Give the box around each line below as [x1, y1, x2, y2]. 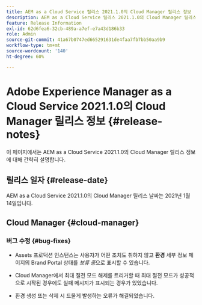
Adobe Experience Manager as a [6, 85, 172, 98]
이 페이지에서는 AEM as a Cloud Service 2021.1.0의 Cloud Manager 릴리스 [6, 148, 185, 155]
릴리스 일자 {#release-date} [6, 175, 108, 185]
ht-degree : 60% [6, 54, 44, 60]
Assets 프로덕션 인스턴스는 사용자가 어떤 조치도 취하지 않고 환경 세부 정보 [14, 251, 188, 259]
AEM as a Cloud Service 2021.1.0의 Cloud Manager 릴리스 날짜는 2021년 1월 [6, 192, 191, 199]
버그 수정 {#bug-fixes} [6, 236, 71, 245]
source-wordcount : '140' [6, 48, 69, 54]
